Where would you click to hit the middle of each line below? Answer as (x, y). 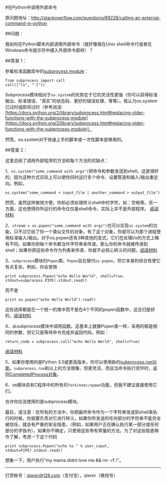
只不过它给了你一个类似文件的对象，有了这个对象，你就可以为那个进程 (85, 232)
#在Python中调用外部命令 (31, 7)
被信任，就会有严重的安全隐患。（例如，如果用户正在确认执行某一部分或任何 (82, 424)
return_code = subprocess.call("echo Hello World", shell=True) (73, 342)
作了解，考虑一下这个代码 (31, 437)
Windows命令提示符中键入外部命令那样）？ (49, 50)
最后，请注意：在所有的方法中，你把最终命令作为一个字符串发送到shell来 (79, 412)
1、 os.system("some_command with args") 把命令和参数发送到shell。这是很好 (82, 171)
